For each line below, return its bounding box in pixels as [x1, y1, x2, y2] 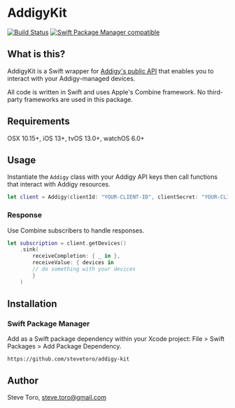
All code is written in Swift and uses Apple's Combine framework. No [7, 87, 206, 96]
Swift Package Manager [7, 319, 90, 328]
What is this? [7, 48, 66, 60]
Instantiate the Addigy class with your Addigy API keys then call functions [7, 173, 218, 181]
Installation [7, 298, 57, 310]
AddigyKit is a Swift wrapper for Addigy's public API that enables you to [7, 66, 214, 75]
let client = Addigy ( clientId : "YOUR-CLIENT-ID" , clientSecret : [7, 194, 199, 201]
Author [7, 374, 38, 386]
